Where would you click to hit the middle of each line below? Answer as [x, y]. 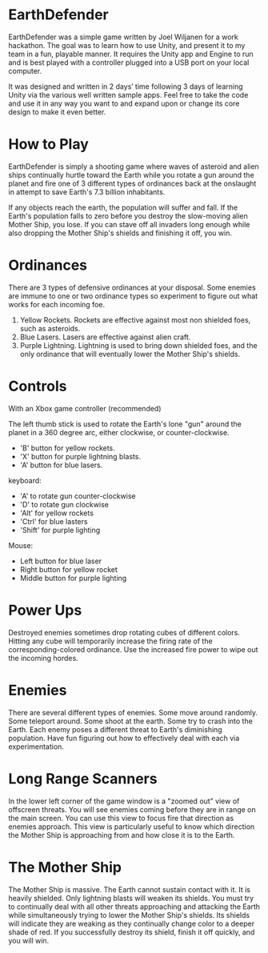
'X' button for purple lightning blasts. [80, 456]
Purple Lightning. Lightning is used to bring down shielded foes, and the [138, 345]
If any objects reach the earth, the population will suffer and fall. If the [123, 207]
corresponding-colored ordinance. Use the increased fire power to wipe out [133, 649]
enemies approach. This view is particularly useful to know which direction [132, 827]
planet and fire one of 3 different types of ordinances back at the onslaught [132, 183]
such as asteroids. [50, 328]
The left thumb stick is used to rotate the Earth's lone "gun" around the [125, 424]
